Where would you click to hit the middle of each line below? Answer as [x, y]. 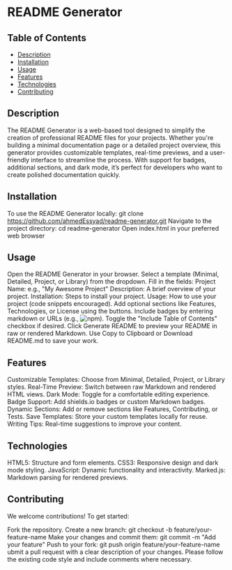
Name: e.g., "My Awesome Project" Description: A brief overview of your [111, 289]
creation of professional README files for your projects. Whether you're [110, 137]
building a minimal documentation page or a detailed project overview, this [114, 145]
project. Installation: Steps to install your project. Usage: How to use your [112, 296]
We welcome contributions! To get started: [68, 516]
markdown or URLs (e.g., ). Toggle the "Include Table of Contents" [112, 318]
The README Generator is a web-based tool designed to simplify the [106, 130]
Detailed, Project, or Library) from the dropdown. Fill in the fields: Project [111, 282]
